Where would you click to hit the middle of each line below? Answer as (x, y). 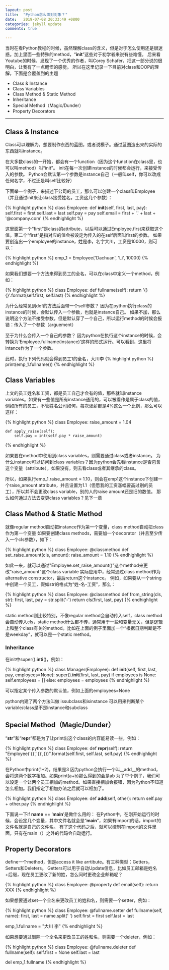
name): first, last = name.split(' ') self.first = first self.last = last (70, 916)
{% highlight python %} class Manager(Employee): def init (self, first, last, (81, 669)
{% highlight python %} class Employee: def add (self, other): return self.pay (84, 798)
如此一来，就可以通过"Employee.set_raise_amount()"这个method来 (74, 565)
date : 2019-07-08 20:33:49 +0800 (43, 19)
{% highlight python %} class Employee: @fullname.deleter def (70, 947)
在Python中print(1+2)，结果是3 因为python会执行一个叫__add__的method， (83, 769)
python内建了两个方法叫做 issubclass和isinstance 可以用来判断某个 (75, 701)
